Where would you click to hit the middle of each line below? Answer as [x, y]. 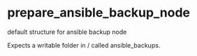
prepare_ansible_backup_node [99, 13]
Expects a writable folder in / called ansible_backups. [84, 45]
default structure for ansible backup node [67, 32]
